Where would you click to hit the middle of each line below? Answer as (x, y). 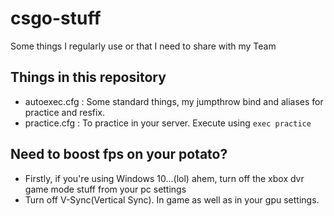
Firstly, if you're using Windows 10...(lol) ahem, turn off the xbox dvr (164, 178)
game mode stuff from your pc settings (105, 189)
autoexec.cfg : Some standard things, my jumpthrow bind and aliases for (174, 101)
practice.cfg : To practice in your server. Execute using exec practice (168, 123)
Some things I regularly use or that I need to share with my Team (143, 46)
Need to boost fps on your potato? (119, 154)
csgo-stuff (56, 18)
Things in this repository (88, 77)
